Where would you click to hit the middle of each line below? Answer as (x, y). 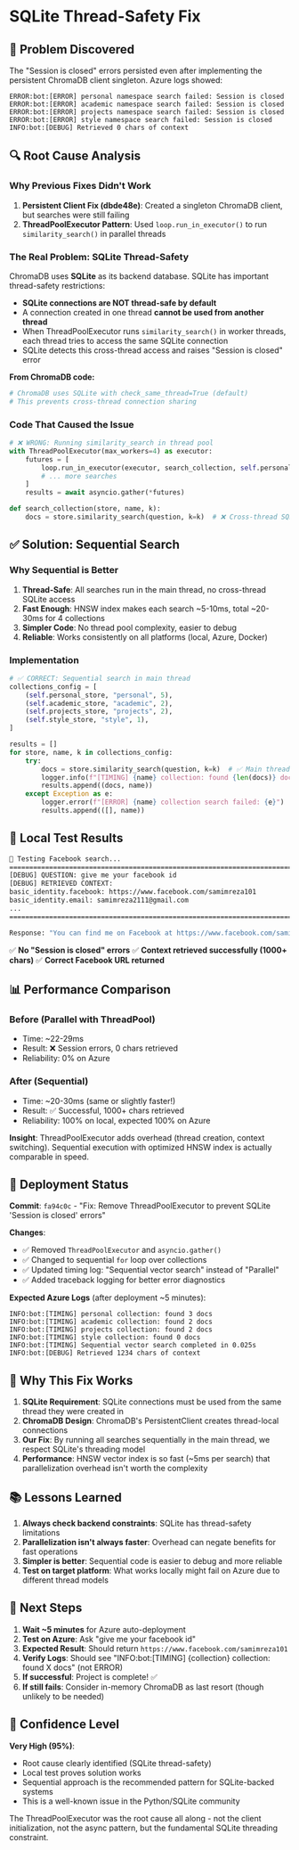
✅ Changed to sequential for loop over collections (114, 1260)
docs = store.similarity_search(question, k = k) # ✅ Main (152, 769)
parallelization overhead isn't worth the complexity (115, 1469)
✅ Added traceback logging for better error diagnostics (123, 1280)
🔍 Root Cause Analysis (75, 156)
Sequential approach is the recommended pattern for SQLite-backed (148, 1782)
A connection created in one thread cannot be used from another (143, 312)
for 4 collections (75, 618)
